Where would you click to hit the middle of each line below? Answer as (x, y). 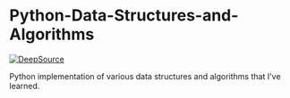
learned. (25, 86)
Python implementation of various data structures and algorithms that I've (145, 76)
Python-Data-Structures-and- (124, 16)
